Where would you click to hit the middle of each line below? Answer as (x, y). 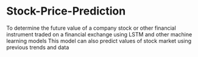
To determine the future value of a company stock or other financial (91, 28)
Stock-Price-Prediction (66, 11)
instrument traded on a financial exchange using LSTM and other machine (99, 34)
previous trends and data (38, 47)
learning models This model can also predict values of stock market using (99, 41)
